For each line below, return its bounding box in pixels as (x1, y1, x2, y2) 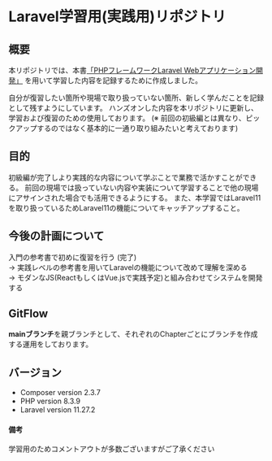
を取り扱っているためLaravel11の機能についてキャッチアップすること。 (8, 202, 245, 212)
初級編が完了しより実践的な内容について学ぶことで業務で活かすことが (8, 172, 243, 182)
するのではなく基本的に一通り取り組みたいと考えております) (36, 124, 238, 133)
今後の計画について (8, 229, 105, 243)
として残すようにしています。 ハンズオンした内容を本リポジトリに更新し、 (8, 103, 258, 112)
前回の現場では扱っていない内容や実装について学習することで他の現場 (24, 182, 259, 192)
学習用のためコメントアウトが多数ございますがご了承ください (8, 444, 215, 454)
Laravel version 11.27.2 (19, 405, 96, 415)
